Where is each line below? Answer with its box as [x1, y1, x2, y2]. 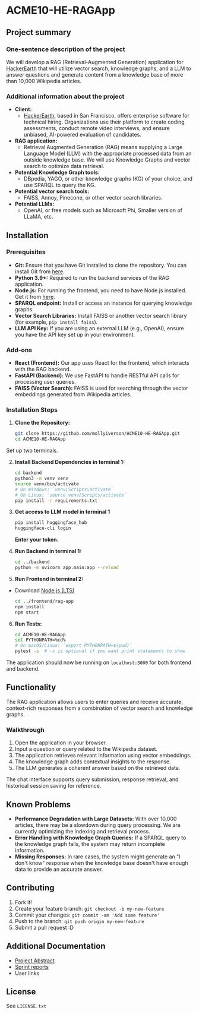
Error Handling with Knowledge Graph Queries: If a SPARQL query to [14, 834, 187, 841]
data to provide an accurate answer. [14, 865, 103, 873]
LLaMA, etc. [23, 213, 53, 220]
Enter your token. [14, 536, 59, 544]
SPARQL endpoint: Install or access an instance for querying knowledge [14, 299, 192, 307]
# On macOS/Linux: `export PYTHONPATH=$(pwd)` [14, 643, 132, 649]
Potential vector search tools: [14, 188, 90, 195]
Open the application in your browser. [14, 739, 108, 746]
